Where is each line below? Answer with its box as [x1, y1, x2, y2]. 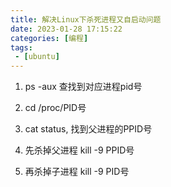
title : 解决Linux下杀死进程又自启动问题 [10, 14, 162, 25]
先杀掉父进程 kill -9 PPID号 [24, 144, 135, 156]
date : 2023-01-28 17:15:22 [10, 24, 123, 34]
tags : [10, 42, 33, 53]
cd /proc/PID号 [24, 102, 87, 114]
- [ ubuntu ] [14, 52, 60, 62]
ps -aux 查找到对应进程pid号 [24, 81, 143, 93]
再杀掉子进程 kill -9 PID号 [24, 166, 130, 178]
